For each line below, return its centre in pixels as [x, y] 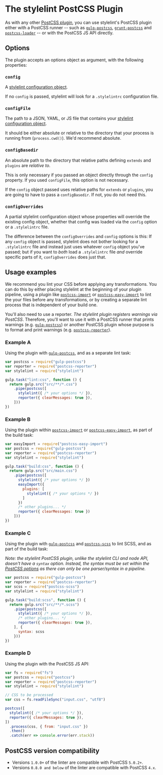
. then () [17, 731]
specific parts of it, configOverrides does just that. [56, 257]
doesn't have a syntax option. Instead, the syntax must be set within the [77, 564]
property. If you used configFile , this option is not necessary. [67, 180]
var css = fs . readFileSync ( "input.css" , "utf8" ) [55, 700]
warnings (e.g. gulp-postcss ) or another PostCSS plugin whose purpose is [80, 324]
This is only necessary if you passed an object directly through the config [79, 175]
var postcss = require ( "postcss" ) [40, 677]
